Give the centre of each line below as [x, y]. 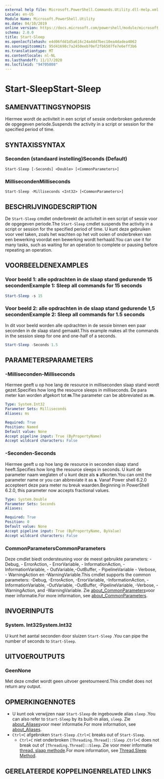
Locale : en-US [20, 14]
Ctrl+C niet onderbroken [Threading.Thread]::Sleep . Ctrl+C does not [89, 740]
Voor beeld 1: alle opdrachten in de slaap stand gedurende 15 [79, 280]
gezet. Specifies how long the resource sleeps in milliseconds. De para [76, 390]
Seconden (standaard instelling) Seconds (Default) [66, 159]
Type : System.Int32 [25, 404]
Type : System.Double [26, 499]
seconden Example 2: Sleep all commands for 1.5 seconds [75, 315]
